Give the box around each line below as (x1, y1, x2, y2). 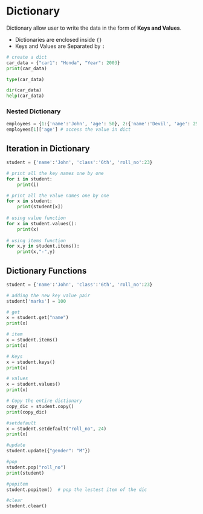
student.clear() (6, 503, 47, 509)
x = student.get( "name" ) (6, 315, 69, 321)
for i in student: (6, 176, 53, 182)
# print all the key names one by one (6, 170, 104, 176)
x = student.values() (6, 381, 61, 387)
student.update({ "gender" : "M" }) (6, 448, 91, 454)
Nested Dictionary (6, 107, 61, 116)
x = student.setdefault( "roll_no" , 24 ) (6, 426, 107, 432)
